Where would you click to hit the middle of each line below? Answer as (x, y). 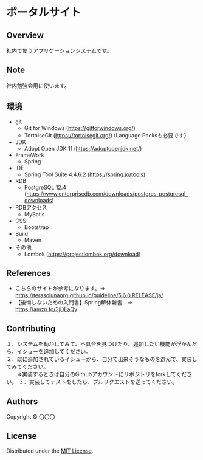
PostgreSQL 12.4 (45, 187)
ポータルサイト (44, 12)
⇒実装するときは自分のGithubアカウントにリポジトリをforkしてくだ (102, 374)
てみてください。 (28, 367)
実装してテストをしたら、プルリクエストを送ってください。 (103, 382)
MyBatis (34, 214)
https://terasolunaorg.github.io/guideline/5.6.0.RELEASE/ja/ (89, 295)
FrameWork (29, 155)
